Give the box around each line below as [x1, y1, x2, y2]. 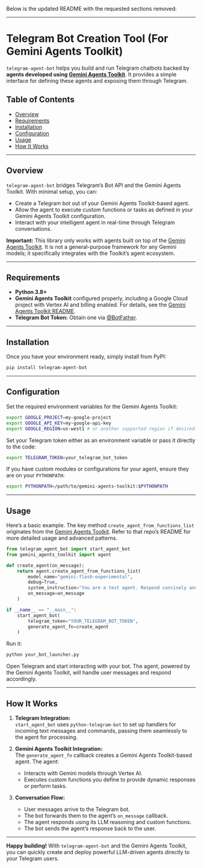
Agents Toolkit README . [14, 308, 76, 315]
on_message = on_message [28, 590, 85, 597]
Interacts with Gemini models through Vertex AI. [23, 769, 143, 777]
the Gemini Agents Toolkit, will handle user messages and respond [6, 669, 171, 676]
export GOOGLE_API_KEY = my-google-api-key [6, 420, 112, 426]
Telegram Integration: [14, 715, 71, 721]
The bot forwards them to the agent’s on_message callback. [23, 812, 168, 819]
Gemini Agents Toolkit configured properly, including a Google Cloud [14, 295, 188, 302]
